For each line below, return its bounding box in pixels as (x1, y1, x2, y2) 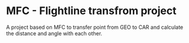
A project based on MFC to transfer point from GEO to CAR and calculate (6, 24, 184, 31)
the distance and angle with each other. (6, 29, 102, 37)
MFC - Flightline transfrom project (6, 4, 177, 18)
